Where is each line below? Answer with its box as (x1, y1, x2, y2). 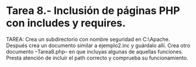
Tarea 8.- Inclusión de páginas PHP (6, 4, 180, 17)
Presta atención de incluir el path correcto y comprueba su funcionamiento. (6, 54, 188, 61)
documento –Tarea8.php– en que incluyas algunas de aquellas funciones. (6, 48, 183, 55)
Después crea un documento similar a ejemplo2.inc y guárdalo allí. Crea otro (6, 42, 191, 49)
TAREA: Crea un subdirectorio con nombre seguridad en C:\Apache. (6, 36, 170, 43)
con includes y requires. (6, 16, 126, 30)
